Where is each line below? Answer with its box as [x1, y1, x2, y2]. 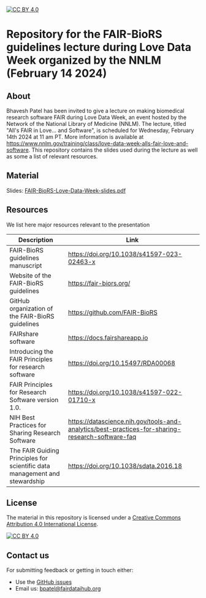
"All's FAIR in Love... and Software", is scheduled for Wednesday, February [6, 126, 194, 134]
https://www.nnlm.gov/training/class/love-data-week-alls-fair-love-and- [6, 140, 189, 147]
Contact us [6, 550, 50, 561]
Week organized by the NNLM [6, 53, 161, 68]
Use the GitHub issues [15, 578, 72, 586]
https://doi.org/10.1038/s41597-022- [67, 387, 182, 396]
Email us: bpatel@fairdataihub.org [15, 585, 101, 592]
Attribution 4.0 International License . [6, 521, 99, 528]
